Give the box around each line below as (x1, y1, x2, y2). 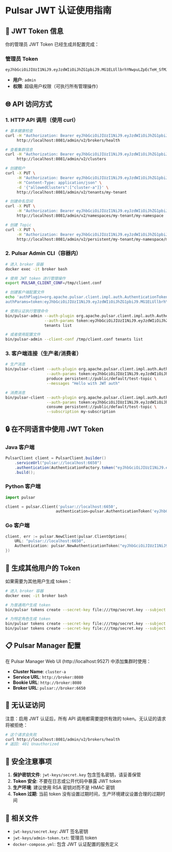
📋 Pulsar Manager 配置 (5, 641, 81, 650)
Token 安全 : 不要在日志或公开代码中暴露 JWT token (12, 778, 122, 784)
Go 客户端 (5, 522, 30, 529)
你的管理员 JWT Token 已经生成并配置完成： (5, 41, 99, 47)
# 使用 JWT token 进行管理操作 (5, 276, 66, 281)
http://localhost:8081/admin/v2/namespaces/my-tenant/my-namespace (16, 213, 164, 218)
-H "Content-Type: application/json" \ (16, 180, 102, 185)
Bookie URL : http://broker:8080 (12, 679, 82, 685)
